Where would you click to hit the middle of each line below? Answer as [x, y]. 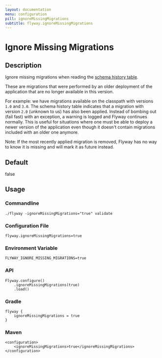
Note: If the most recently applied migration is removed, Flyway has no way [81, 142]
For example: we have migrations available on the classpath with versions [79, 101]
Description [23, 65]
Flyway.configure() [25, 281]
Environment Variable [31, 248]
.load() [22, 289]
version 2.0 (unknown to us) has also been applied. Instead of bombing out [81, 112]
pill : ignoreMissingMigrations [37, 19]
